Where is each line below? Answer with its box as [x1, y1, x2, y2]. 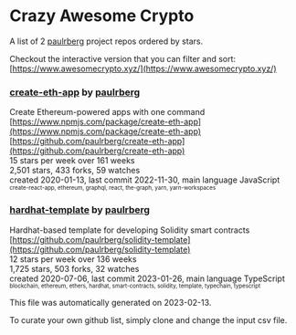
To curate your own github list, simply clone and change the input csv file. [9, 314, 288, 325]
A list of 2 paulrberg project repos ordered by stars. [9, 36, 204, 47]
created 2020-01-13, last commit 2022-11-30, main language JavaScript [9, 174, 280, 185]
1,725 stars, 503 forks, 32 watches [9, 263, 140, 274]
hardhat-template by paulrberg [9, 204, 151, 216]
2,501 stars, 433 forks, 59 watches [9, 165, 141, 176]
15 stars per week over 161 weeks [9, 155, 135, 166]
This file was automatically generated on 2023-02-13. [9, 297, 212, 308]
